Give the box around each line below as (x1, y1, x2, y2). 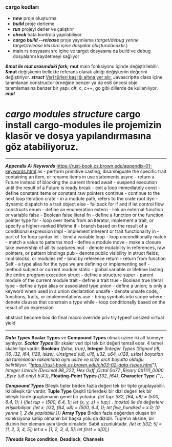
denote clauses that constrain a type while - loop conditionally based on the (5, 299, 165, 306)
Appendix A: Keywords (5, 163, 55, 169)
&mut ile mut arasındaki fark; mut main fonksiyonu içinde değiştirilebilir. (5, 63, 160, 70)
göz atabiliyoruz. (5, 141, 79, 153)
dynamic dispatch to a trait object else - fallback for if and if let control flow (5, 201, 164, 207)
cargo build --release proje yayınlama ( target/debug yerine (12, 37, 139, 43)
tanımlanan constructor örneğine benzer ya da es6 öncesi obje (5, 79, 138, 86)
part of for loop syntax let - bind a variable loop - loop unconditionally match (5, 234, 167, 240)
